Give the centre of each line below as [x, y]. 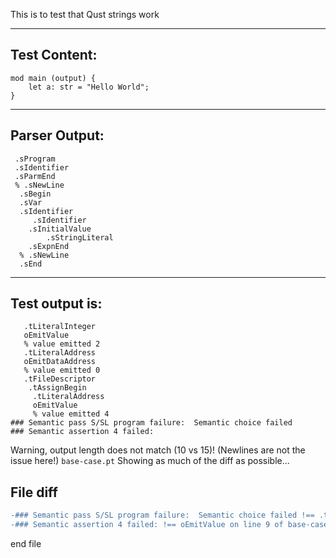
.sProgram [35, 159]
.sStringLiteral [80, 237]
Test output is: [56, 304]
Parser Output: [57, 135]
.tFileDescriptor [60, 379]
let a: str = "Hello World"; [89, 87]
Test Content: [54, 55]
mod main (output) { [53, 78]
